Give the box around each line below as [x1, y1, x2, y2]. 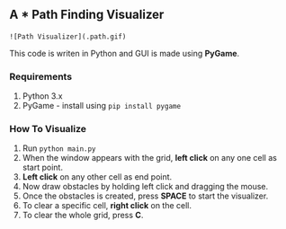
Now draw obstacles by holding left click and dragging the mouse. [22, 181, 269, 192]
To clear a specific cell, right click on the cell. [22, 200, 192, 211]
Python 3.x [22, 91, 63, 101]
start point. [22, 162, 63, 173]
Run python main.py [22, 143, 96, 154]
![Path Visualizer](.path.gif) [9, 31, 127, 41]
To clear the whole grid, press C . [22, 210, 144, 221]
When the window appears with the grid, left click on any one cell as [22, 153, 277, 163]
